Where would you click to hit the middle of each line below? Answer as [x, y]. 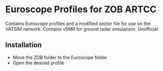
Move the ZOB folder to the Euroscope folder [60, 57]
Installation [24, 45]
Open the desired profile [38, 63]
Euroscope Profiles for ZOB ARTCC [81, 9]
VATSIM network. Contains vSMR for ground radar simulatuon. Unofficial [82, 29]
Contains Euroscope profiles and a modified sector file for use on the [78, 23]
